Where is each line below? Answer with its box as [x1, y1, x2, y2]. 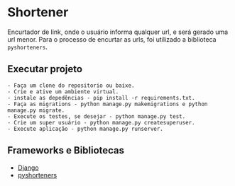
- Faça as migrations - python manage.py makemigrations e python [7, 100, 208, 107]
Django [17, 163, 39, 172]
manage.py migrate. [7, 107, 65, 114]
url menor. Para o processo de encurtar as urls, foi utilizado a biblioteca [7, 35, 217, 43]
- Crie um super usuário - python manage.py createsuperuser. [7, 119, 195, 126]
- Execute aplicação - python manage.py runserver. [7, 125, 163, 132]
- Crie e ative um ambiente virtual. [7, 88, 119, 95]
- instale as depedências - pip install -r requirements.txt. [7, 94, 195, 101]
